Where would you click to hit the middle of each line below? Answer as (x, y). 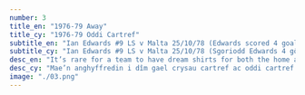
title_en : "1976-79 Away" (58, 26)
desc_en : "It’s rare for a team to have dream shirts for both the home (150, 60)
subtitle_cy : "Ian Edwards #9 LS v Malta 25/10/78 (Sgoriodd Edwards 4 (148, 52)
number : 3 (28, 18)
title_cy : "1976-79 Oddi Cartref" (75, 34)
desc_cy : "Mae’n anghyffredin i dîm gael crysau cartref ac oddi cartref (152, 69)
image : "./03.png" (44, 77)
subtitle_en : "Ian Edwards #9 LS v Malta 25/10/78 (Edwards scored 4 (144, 43)
